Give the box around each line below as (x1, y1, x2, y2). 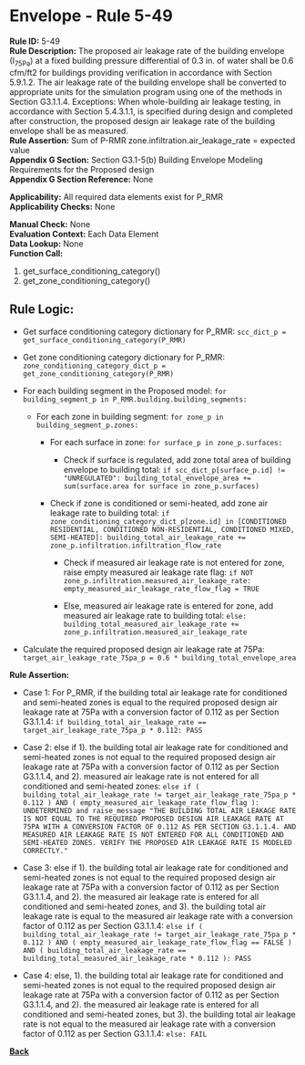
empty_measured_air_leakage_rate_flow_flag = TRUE (63, 584, 259, 593)
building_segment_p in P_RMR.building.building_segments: (22, 394, 248, 404)
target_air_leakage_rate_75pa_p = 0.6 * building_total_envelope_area (22, 653, 297, 663)
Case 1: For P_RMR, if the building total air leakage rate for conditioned (22, 686, 288, 698)
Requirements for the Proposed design (9, 163, 155, 174)
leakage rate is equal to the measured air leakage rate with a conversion (22, 910, 293, 922)
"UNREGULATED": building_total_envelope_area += (63, 474, 252, 483)
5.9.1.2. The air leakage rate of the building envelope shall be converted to (9, 77, 287, 88)
